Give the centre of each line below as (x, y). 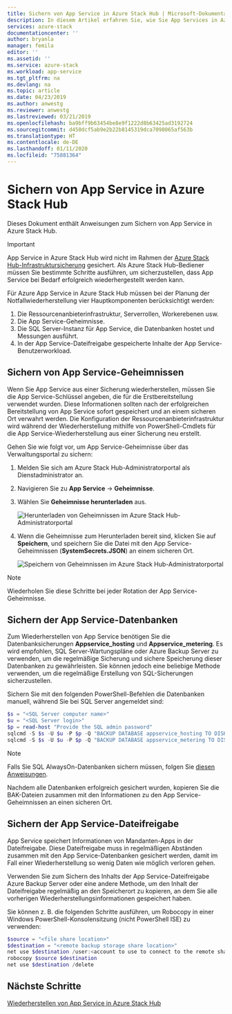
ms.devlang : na (29, 84)
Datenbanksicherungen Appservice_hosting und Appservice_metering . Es (115, 644)
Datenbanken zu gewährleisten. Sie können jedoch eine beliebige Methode (114, 666)
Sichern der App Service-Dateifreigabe (93, 824)
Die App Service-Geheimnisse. (61, 321)
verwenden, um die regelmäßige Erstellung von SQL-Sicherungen (100, 673)
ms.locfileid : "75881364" (44, 155)
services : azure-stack (40, 26)
